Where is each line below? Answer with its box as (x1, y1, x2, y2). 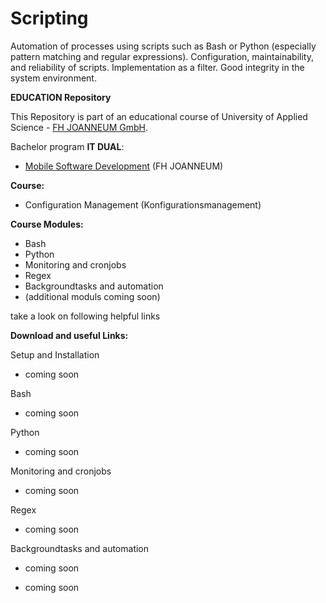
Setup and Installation (10, 348, 100, 361)
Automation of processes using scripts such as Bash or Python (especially (10, 40, 317, 52)
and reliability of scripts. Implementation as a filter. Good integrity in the (10, 61, 305, 73)
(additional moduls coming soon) (24, 290, 161, 302)
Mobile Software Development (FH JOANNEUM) (24, 160, 224, 172)
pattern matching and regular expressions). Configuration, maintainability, (10, 50, 314, 62)
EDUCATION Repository (10, 91, 112, 103)
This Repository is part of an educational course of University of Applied (10, 110, 308, 122)
